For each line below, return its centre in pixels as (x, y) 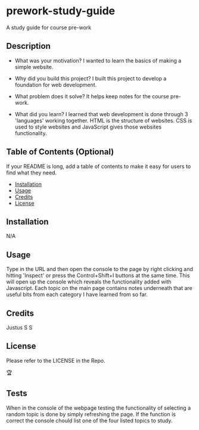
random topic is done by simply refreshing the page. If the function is (91, 414)
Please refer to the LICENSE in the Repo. (56, 360)
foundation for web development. (56, 85)
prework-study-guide (61, 11)
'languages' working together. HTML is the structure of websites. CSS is (103, 120)
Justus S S (19, 328)
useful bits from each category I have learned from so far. (77, 295)
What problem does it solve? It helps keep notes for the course (92, 96)
